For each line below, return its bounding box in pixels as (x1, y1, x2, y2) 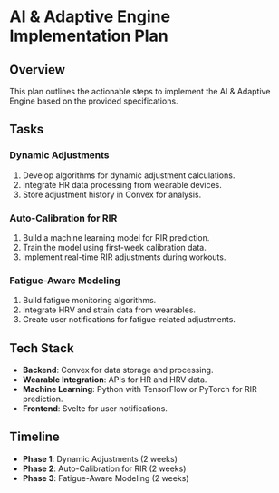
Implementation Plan (9, 25, 169, 46)
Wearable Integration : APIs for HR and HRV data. (22, 374, 207, 385)
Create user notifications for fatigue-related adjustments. (22, 314, 236, 325)
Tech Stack (9, 340, 74, 356)
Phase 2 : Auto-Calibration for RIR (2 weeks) (22, 463, 187, 474)
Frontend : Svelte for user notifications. (22, 403, 168, 414)
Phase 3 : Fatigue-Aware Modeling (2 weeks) (22, 472, 189, 483)
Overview (9, 62, 66, 77)
